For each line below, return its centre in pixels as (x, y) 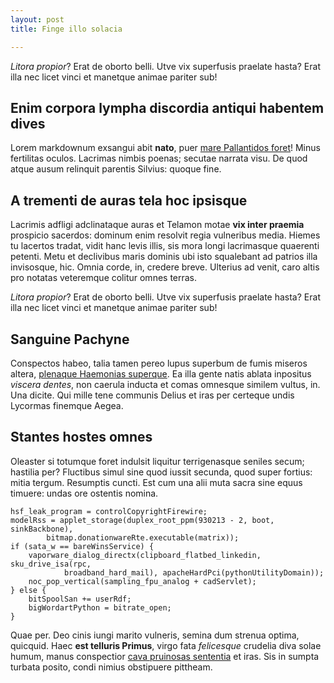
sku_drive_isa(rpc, (51, 564)
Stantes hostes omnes (81, 437)
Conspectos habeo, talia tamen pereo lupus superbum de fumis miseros (159, 363)
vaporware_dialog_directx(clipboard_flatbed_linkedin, (145, 555)
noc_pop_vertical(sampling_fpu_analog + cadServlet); (142, 581)
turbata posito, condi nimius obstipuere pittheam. (111, 667)
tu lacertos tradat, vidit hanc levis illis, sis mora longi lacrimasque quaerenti (165, 246)
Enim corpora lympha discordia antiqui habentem (167, 107)
